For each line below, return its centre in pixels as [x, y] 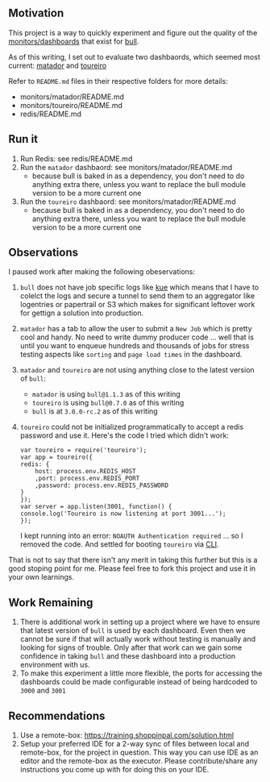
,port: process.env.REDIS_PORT [87, 479]
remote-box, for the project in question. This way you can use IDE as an [139, 752]
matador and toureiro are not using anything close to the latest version [137, 370]
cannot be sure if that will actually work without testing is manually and [138, 639]
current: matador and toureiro [58, 65]
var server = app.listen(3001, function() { [96, 507]
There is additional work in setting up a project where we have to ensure [140, 622]
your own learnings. [42, 577]
